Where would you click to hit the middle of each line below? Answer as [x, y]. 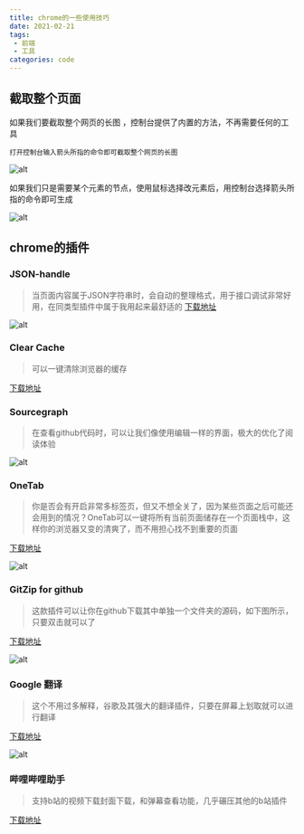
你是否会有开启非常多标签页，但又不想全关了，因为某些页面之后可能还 [162, 507]
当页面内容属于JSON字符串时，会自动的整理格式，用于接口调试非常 [157, 295]
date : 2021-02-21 [42, 26]
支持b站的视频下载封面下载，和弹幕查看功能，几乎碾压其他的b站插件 [159, 801]
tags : [19, 34]
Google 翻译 [36, 684]
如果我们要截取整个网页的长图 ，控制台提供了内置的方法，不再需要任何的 [145, 122]
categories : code [42, 60]
